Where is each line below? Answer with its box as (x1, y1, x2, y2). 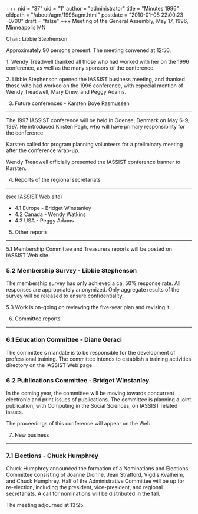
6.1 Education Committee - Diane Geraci (6, 336, 122, 344)
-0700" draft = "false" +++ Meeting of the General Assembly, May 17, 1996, (6, 18, 189, 24)
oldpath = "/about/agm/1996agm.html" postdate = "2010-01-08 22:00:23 (6, 11, 184, 18)
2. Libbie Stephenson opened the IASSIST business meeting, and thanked (6, 76, 186, 83)
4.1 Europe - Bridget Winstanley (14, 205, 91, 211)
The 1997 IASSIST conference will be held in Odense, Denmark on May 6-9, (6, 117, 190, 123)
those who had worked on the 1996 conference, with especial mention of (6, 82, 184, 89)
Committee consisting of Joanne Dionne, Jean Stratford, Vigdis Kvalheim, (6, 472, 184, 479)
